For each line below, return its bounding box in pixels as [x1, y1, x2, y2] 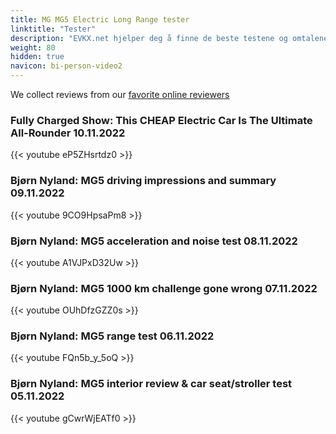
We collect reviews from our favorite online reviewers [10, 89, 230, 100]
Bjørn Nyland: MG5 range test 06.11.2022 [10, 329, 215, 343]
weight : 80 [10, 42, 56, 53]
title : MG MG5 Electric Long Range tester [10, 14, 190, 25]
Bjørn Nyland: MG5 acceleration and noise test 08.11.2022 [10, 234, 298, 248]
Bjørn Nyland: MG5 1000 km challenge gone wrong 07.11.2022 [10, 281, 318, 295]
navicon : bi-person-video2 [10, 61, 123, 71]
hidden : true [10, 52, 65, 62]
